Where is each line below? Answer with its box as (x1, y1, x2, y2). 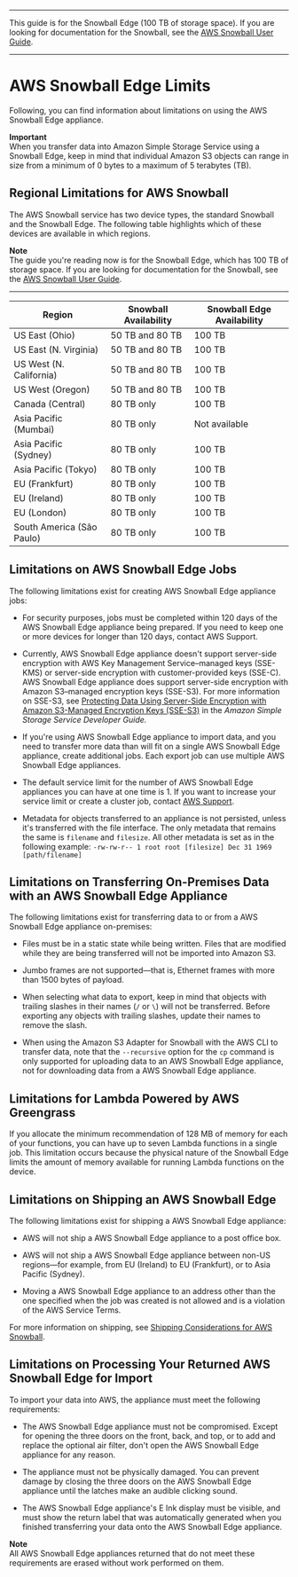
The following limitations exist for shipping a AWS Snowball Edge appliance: (9, 1216, 286, 1226)
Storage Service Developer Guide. (21, 714, 147, 725)
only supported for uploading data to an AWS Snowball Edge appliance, (21, 1056, 284, 1067)
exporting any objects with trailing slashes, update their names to (21, 1010, 261, 1021)
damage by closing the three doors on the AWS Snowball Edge (21, 1476, 252, 1487)
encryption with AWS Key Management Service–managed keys (21, 657, 253, 668)
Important (9, 131, 47, 142)
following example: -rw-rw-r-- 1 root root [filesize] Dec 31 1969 (21, 841, 272, 851)
